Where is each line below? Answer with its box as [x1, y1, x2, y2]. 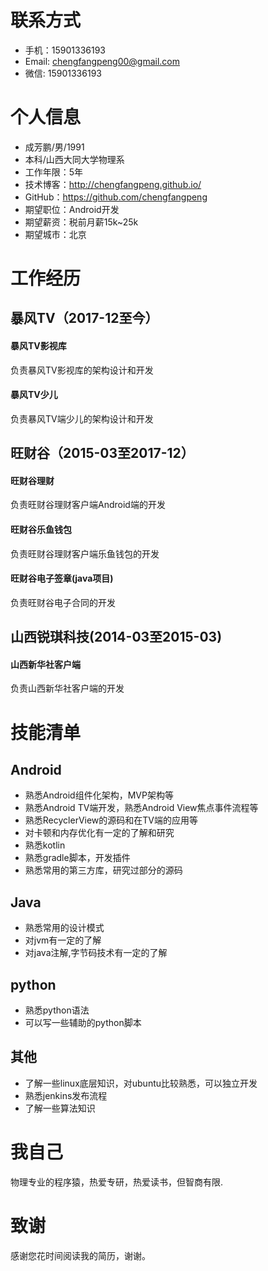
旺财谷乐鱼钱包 [10, 524, 72, 536]
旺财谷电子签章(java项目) [10, 572, 114, 585]
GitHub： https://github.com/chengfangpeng [24, 191, 208, 203]
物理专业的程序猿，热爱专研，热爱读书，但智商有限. [10, 1176, 224, 1188]
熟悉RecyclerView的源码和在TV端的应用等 [24, 814, 199, 826]
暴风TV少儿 [10, 389, 58, 401]
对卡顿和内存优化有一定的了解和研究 [24, 827, 175, 839]
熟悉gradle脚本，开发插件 [24, 852, 131, 864]
